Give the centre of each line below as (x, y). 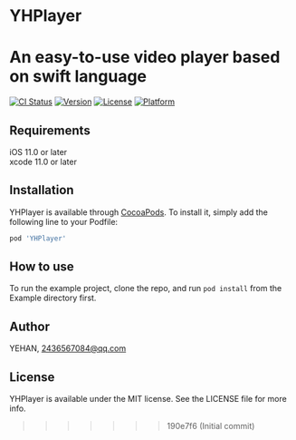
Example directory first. (53, 298)
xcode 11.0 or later (43, 161)
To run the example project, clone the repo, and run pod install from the (146, 288)
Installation (42, 190)
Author (29, 326)
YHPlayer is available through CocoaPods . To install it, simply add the (139, 212)
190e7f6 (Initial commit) (211, 426)
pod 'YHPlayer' (38, 238)
